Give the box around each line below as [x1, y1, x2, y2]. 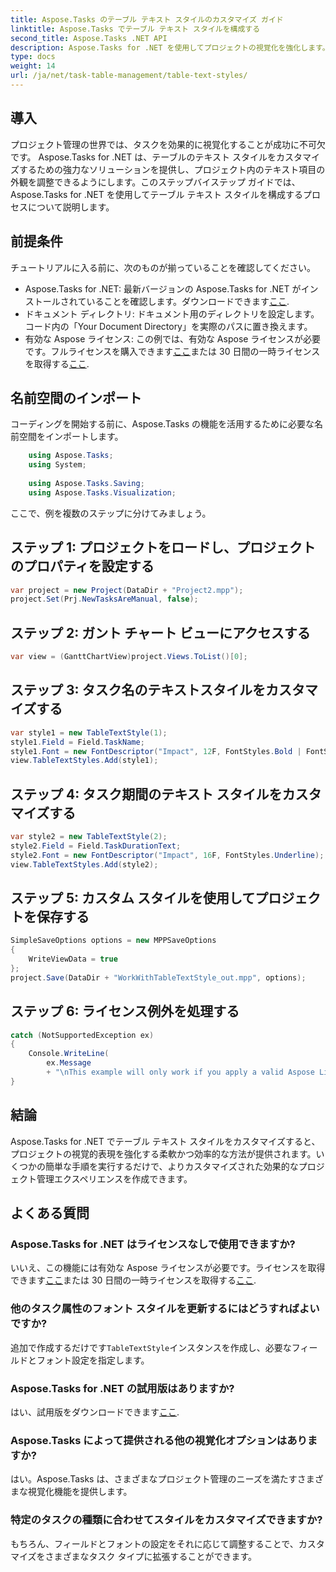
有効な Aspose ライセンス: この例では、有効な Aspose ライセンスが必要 [24, 332, 322, 345]
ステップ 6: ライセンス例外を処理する [10, 1003, 240, 1020]
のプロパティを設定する [10, 558, 155, 575]
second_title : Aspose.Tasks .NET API [10, 33, 168, 43]
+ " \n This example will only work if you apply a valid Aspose [46, 1067, 315, 1078]
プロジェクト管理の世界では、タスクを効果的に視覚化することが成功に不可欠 [10, 138, 326, 150]
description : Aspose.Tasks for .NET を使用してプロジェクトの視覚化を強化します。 [10, 42, 330, 53]
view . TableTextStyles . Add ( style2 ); [10, 859, 159, 870]
